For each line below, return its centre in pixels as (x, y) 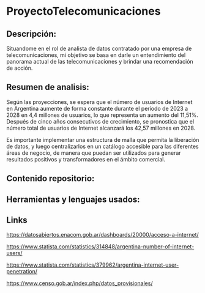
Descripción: (32, 34)
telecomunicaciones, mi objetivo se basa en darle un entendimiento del (96, 55)
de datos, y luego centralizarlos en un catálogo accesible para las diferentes (102, 146)
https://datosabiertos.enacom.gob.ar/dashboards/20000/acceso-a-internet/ (102, 235)
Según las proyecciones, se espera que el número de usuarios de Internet (99, 102)
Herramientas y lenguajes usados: (73, 199)
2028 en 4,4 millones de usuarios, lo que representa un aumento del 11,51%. (102, 115)
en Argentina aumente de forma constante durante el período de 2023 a (97, 108)
